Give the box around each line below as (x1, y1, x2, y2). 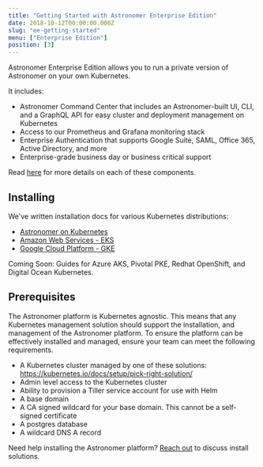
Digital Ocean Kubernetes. (8, 267, 94, 277)
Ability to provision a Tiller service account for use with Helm (19, 385, 219, 395)
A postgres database (19, 419, 88, 428)
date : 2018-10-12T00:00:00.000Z (8, 19, 115, 27)
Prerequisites (8, 290, 76, 304)
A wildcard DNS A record (19, 427, 102, 437)
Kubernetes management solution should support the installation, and (8, 320, 235, 329)
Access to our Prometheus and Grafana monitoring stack (19, 127, 205, 137)
